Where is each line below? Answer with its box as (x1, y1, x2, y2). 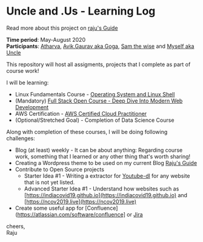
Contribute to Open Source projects (15, 166, 105, 173)
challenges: (6, 135, 35, 142)
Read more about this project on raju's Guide (6, 24, 118, 32)
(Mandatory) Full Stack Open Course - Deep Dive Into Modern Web (15, 97, 183, 104)
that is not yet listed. (24, 178, 75, 186)
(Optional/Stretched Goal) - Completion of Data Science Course (15, 116, 175, 124)
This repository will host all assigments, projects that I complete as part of (6, 61, 191, 68)
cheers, (6, 223, 25, 230)
